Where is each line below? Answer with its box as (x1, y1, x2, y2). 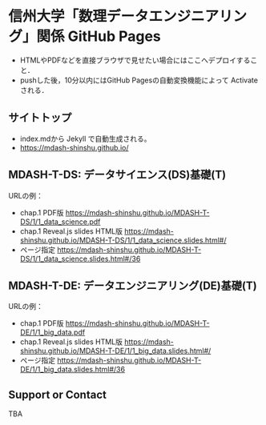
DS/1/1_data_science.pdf (19, 217, 101, 227)
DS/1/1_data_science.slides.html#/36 (19, 254, 141, 263)
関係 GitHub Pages (36, 27, 162, 46)
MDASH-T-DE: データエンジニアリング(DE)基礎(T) (8, 279, 258, 292)
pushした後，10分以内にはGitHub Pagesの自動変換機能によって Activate (19, 75, 259, 85)
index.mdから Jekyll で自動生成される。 (19, 134, 151, 143)
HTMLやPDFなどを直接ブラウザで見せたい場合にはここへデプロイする (19, 55, 251, 65)
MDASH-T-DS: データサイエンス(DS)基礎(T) (8, 168, 227, 182)
